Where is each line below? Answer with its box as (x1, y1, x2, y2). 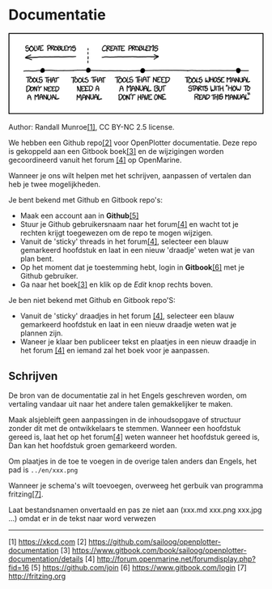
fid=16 (8, 563, 30, 573)
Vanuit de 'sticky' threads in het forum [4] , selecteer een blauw (19, 237, 229, 246)
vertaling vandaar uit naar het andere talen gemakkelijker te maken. (8, 399, 233, 409)
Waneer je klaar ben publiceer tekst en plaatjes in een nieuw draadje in (19, 337, 257, 347)
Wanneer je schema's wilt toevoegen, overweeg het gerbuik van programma (8, 480, 264, 491)
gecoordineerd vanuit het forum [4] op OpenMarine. (8, 156, 182, 165)
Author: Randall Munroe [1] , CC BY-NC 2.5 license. (8, 122, 175, 132)
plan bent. (19, 254, 54, 264)
